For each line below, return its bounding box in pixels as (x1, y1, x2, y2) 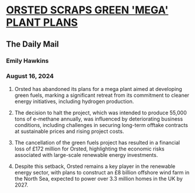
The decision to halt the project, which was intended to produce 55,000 (14, 109, 187, 116)
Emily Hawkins (6, 57, 49, 65)
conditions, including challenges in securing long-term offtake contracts (14, 121, 189, 128)
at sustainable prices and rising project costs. (14, 128, 124, 135)
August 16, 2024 (6, 72, 54, 80)
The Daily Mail (6, 39, 60, 49)
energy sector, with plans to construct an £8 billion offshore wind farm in (14, 169, 190, 176)
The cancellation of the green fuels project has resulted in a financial (14, 139, 180, 146)
